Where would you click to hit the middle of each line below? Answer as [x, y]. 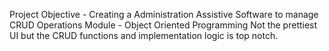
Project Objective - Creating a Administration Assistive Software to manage [164, 14]
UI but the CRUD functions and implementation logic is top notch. [144, 35]
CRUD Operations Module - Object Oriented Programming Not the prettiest [163, 25]
